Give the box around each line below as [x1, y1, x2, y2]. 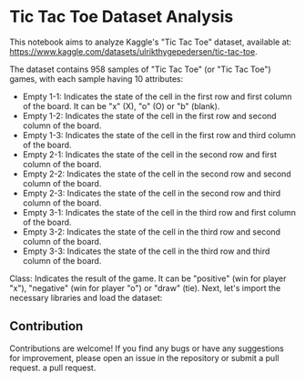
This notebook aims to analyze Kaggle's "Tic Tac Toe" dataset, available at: [9, 36, 292, 47]
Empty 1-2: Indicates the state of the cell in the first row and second [22, 110, 277, 121]
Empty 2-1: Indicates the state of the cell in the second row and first [22, 148, 278, 160]
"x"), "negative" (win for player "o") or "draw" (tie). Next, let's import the [9, 282, 281, 293]
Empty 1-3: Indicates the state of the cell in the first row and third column [22, 129, 296, 140]
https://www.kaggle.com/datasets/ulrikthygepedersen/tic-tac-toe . [9, 45, 258, 56]
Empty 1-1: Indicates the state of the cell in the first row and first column [22, 91, 293, 102]
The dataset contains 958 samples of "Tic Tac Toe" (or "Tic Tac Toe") [9, 64, 271, 75]
